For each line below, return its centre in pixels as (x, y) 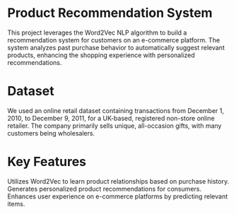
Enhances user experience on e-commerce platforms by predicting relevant (118, 196)
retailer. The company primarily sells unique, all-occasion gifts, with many (114, 126)
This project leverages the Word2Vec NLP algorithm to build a (97, 32)
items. (16, 203)
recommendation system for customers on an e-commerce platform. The (114, 40)
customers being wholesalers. (51, 133)
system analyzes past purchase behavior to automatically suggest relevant (116, 47)
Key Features (47, 162)
